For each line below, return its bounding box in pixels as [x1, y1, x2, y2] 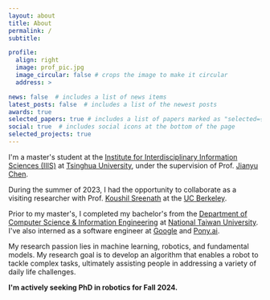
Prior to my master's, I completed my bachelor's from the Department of [8, 209, 247, 218]
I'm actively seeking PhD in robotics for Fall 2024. [8, 282, 178, 292]
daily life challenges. [8, 266, 76, 277]
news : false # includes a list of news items [8, 93, 167, 101]
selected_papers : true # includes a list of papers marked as [8, 116, 221, 124]
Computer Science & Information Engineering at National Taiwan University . [8, 217, 259, 227]
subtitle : [8, 34, 42, 43]
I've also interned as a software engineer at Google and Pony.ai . [8, 225, 220, 235]
